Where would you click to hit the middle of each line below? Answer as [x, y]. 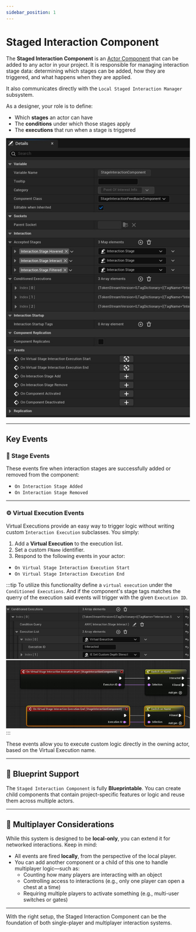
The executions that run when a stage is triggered [75, 130]
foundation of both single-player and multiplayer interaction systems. [89, 923]
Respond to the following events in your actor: [70, 556]
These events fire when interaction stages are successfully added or [88, 468]
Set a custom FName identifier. [50, 550]
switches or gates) [45, 900]
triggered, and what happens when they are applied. [69, 77]
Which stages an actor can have [54, 117]
